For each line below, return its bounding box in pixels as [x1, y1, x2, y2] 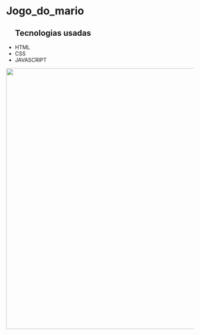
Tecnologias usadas [14, 28, 91, 38]
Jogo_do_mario [6, 4, 85, 18]
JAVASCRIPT [14, 57, 47, 63]
